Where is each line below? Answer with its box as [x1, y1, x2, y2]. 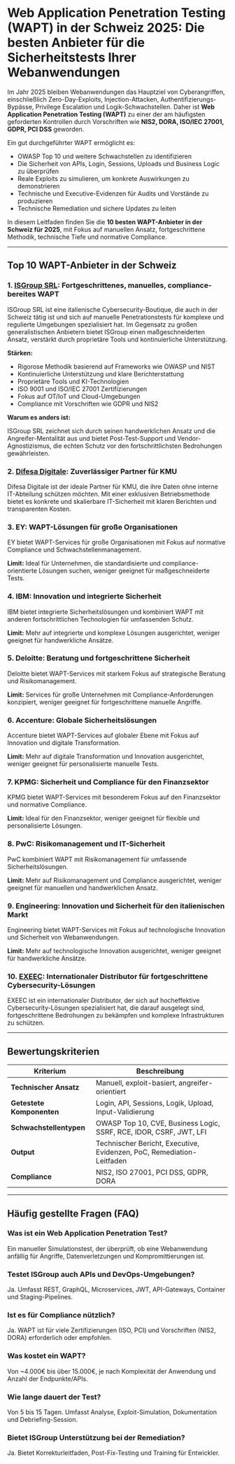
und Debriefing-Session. [7, 1415, 78, 1423]
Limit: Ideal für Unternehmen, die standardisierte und [7, 559, 161, 568]
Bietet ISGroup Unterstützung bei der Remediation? [7, 1432, 185, 1442]
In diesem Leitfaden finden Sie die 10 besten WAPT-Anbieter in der [7, 217, 203, 226]
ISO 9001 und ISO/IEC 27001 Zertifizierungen [17, 384, 148, 393]
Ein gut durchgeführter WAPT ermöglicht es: [7, 138, 135, 146]
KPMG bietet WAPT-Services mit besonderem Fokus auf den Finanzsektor [7, 793, 221, 802]
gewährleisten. [7, 449, 50, 457]
